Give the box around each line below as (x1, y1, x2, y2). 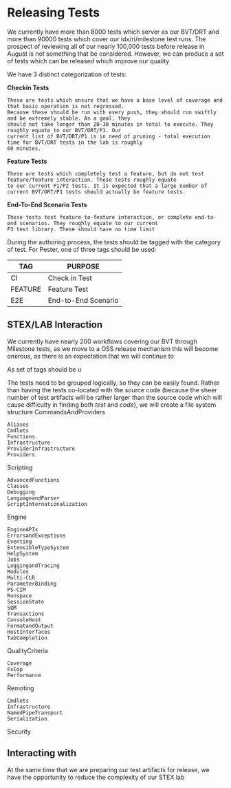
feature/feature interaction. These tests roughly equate (7, 176, 177, 183)
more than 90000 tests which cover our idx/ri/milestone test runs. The (7, 34, 206, 43)
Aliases (7, 421, 30, 428)
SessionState (7, 598, 45, 605)
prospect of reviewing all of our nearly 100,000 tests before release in (7, 42, 205, 50)
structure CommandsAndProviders (7, 407, 106, 416)
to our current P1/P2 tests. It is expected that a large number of (7, 182, 208, 189)
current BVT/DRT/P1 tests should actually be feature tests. (7, 188, 186, 195)
